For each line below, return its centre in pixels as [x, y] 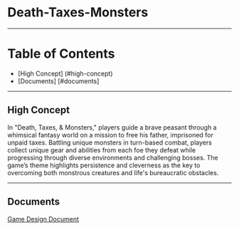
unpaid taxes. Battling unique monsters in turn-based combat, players [110, 142]
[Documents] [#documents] [58, 81]
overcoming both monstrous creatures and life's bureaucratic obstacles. [113, 172]
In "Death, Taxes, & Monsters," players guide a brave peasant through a [112, 127]
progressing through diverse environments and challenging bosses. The [113, 157]
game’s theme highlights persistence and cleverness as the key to [104, 165]
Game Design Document [43, 219]
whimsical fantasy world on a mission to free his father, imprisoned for [110, 135]
